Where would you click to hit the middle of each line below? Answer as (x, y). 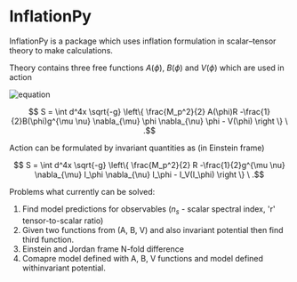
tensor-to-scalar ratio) (63, 221)
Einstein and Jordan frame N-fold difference (103, 249)
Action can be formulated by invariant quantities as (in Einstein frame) (137, 148)
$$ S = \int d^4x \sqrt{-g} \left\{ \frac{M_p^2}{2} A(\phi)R (133, 111)
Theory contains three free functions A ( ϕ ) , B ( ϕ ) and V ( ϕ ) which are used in (147, 68)
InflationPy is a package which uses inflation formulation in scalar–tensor (143, 41)
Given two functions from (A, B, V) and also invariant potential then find (153, 230)
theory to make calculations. (61, 50)
